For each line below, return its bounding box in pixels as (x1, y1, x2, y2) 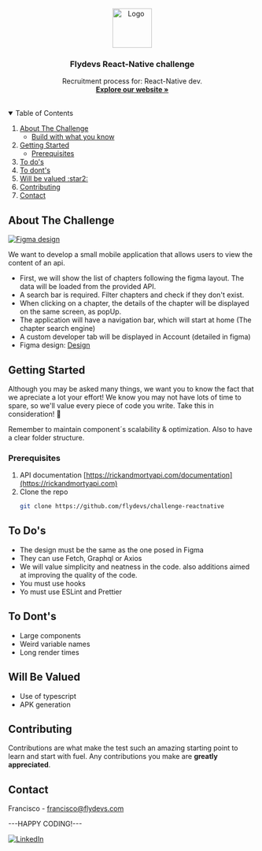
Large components (19, 630, 81, 640)
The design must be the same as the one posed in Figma (19, 544, 205, 555)
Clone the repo (19, 487, 68, 496)
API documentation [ (19, 470, 87, 480)
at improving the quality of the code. (19, 570, 138, 579)
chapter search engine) (19, 324, 96, 333)
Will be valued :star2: (19, 174, 89, 184)
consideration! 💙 (8, 409, 61, 418)
